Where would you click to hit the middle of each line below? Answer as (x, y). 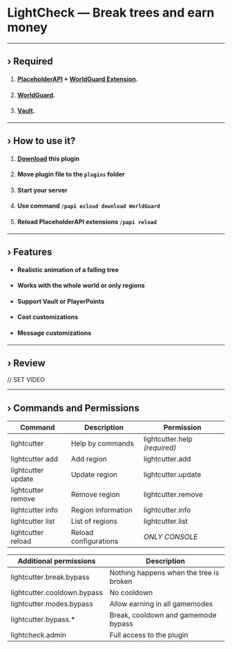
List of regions (94, 522)
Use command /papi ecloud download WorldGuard (88, 206)
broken (121, 581)
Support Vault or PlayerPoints (61, 301)
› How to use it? (41, 141)
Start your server (42, 190)
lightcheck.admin (39, 635)
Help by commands (103, 444)
